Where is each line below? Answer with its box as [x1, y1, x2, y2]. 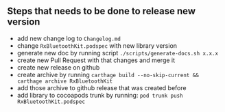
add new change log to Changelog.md [16, 34, 121, 42]
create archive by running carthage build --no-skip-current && [16, 70, 199, 79]
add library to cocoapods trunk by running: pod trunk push [16, 91, 183, 99]
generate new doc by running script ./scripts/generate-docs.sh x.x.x [16, 48, 218, 57]
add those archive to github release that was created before [16, 83, 187, 92]
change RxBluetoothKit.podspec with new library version [16, 41, 177, 50]
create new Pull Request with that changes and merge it [16, 56, 176, 64]
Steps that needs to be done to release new [7, 5, 196, 17]
